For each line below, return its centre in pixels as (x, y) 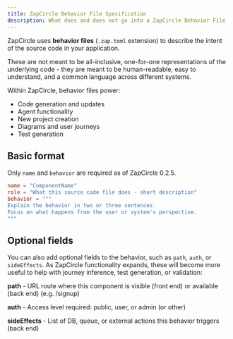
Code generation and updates (61, 104)
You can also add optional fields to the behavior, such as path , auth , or (109, 257)
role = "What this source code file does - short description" (102, 192)
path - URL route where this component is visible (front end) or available (113, 286)
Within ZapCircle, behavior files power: (64, 90)
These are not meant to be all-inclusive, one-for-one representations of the (116, 61)
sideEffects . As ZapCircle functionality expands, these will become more (114, 265)
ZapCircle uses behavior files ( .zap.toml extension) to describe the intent (115, 40)
